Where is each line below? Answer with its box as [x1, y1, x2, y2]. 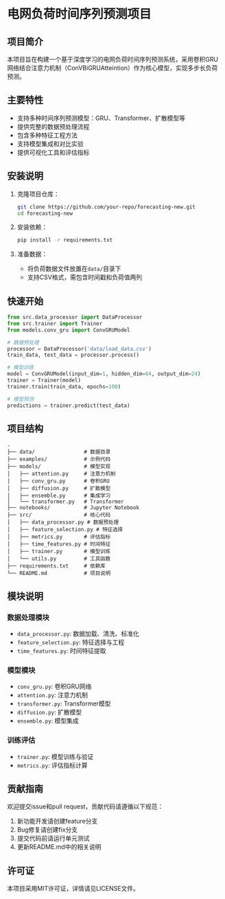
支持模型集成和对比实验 [16, 139, 84, 148]
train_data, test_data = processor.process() [7, 351, 139, 359]
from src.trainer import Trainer [7, 320, 103, 327]
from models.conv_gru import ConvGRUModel [7, 327, 130, 334]
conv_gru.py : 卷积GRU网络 [16, 682, 92, 690]
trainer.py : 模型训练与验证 [16, 752, 94, 760]
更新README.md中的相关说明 [16, 843, 102, 851]
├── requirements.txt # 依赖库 [7, 563, 106, 570]
